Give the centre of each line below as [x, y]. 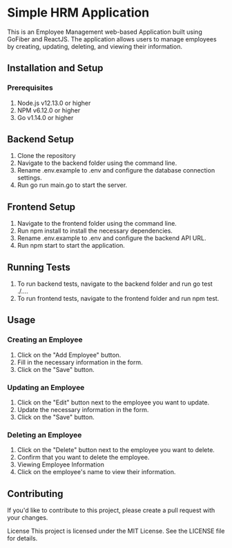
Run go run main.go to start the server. [72, 185]
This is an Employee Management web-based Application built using [105, 32]
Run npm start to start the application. [71, 246]
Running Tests [39, 267]
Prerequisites [30, 88]
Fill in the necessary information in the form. [80, 362]
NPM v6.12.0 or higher [49, 110]
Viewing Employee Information [61, 464]
